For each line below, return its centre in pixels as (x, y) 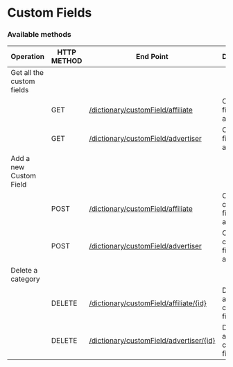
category (25, 279)
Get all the (27, 73)
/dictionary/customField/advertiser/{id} (152, 341)
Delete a (24, 271)
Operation (28, 57)
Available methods (39, 35)
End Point (152, 57)
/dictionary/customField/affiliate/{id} (148, 303)
